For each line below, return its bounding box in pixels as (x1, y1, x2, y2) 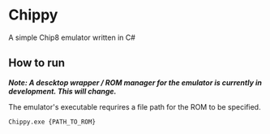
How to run (8, 56, 66, 70)
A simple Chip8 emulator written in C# (8, 32, 136, 42)
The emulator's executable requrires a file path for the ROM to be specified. (8, 102, 261, 111)
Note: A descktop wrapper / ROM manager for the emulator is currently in (8, 77, 262, 87)
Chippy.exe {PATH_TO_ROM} (8, 118, 96, 126)
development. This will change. (8, 86, 117, 96)
